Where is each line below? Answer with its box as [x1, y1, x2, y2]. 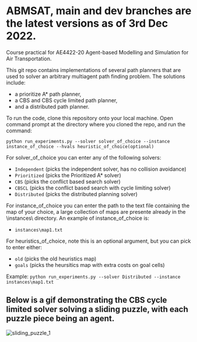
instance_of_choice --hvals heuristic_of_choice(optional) [6, 144, 155, 149]
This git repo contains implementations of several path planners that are [6, 66, 181, 73]
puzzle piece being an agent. [6, 314, 115, 324]
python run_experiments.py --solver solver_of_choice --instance [6, 138, 170, 144]
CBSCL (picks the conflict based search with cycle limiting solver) [14, 184, 171, 191]
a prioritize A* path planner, [14, 90, 81, 97]
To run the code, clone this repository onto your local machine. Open [6, 114, 173, 122]
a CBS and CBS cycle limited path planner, [14, 96, 118, 104]
